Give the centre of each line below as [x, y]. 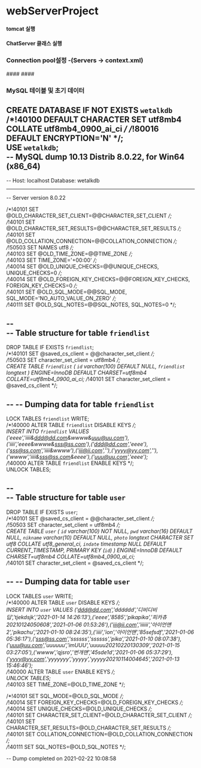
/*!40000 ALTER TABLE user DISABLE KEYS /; [63, 602]
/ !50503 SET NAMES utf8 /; [40, 248]
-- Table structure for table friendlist [78, 333]
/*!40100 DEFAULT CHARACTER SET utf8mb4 [94, 119]
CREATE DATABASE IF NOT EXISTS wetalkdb [89, 110]
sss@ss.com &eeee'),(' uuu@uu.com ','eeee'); [94, 457]
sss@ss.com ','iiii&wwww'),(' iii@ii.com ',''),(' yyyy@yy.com [80, 450]
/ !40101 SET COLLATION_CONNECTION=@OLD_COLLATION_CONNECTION [99, 734]
